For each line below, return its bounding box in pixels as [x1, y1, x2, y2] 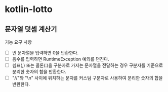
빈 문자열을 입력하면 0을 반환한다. [12, 50, 79, 56]
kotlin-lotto [5, 4, 53, 15]
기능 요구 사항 [5, 39, 32, 45]
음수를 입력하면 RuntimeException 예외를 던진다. [12, 56, 110, 62]
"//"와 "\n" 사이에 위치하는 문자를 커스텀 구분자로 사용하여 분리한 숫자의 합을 [12, 75, 163, 81]
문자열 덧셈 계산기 [5, 25, 57, 33]
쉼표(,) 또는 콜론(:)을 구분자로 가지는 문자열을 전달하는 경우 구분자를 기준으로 [12, 62, 163, 68]
